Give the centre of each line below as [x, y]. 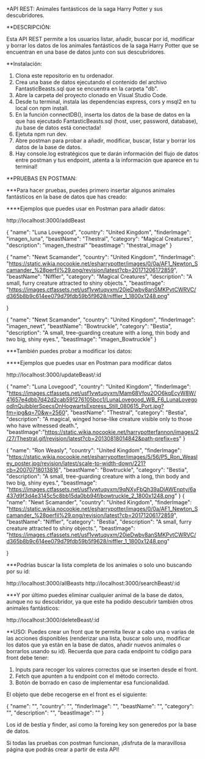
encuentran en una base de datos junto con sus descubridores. [86, 52]
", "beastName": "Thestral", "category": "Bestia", [126, 413]
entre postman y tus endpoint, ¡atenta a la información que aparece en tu [107, 160]
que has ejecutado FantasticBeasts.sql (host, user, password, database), [106, 121]
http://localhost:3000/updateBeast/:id [54, 375]
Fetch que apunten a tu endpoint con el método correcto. [87, 676]
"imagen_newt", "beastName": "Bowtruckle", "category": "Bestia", [89, 326]
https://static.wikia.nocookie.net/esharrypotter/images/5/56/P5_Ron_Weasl [103, 457]
